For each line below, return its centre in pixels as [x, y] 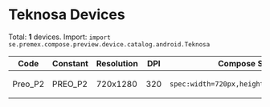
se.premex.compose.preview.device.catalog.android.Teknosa [109, 44]
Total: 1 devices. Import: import [59, 37]
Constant [70, 63]
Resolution [117, 63]
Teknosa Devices [67, 15]
